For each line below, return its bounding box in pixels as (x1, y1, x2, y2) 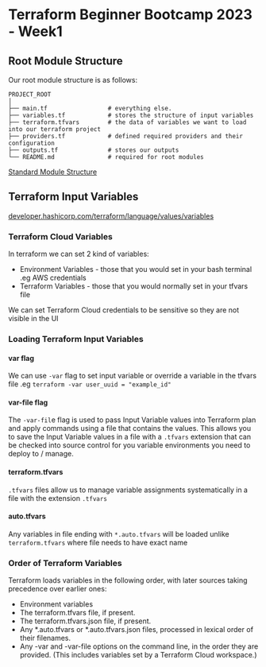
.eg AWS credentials (19, 273, 87, 283)
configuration (8, 139, 56, 147)
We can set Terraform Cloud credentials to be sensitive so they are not (8, 305, 240, 315)
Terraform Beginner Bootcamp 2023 (8, 6, 253, 24)
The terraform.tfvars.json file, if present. (19, 616, 152, 626)
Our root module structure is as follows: (8, 76, 137, 84)
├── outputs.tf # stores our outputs (8, 146, 179, 154)
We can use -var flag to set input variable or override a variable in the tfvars (8, 371, 256, 381)
